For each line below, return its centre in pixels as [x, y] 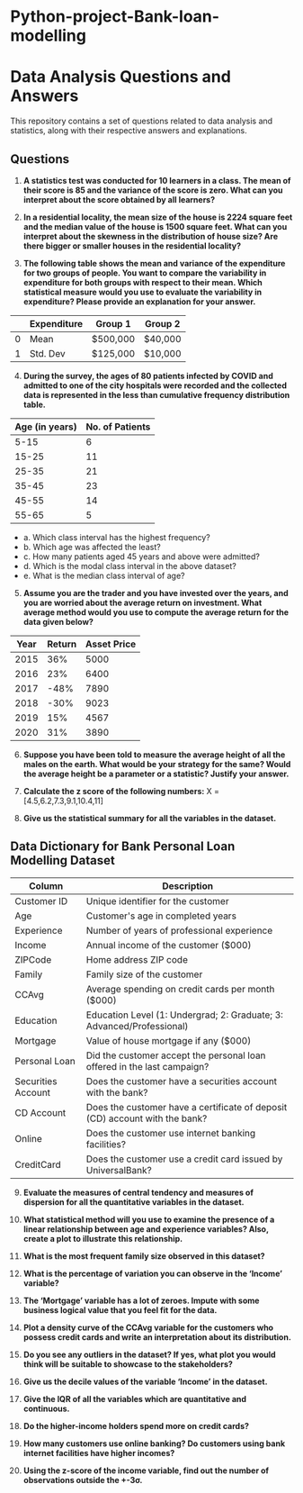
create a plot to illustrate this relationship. [103, 1238]
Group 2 [162, 323]
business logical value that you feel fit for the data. [120, 1310]
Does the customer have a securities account [182, 1081]
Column [46, 886]
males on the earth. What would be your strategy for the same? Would [157, 764]
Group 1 [113, 323]
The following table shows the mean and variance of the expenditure [154, 263]
